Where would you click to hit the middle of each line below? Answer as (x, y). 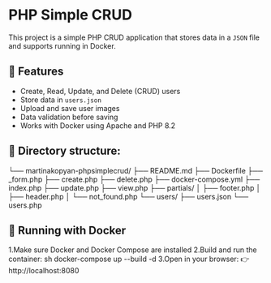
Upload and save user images (70, 108)
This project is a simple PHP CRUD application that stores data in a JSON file (134, 37)
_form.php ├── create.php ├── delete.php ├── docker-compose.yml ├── (134, 179)
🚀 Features (36, 72)
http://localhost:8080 (44, 271)
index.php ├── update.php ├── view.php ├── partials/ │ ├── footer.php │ (135, 187)
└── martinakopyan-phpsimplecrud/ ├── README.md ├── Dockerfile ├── (136, 170)
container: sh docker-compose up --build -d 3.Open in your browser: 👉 (129, 259)
